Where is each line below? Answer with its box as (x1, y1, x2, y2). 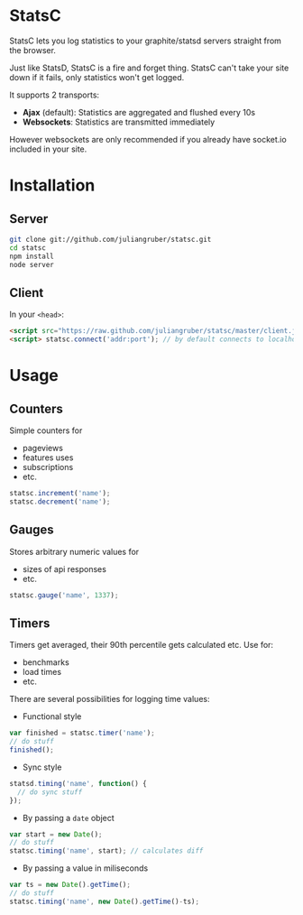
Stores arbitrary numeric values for (9, 546, 140, 557)
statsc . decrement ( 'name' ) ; (9, 497, 111, 506)
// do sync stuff (17, 787, 83, 797)
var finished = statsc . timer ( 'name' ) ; (9, 728, 155, 738)
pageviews (22, 443, 63, 453)
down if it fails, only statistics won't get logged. (9, 71, 185, 82)
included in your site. (9, 143, 87, 154)
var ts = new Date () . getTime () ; (9, 881, 131, 890)
